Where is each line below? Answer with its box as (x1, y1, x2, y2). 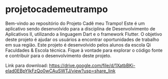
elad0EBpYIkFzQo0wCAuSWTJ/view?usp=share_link (5, 67, 116, 74)
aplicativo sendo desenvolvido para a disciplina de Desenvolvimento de (5, 25, 155, 31)
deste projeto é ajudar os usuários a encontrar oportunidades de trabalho (5, 36, 159, 43)
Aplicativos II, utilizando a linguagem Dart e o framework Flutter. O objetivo (5, 31, 162, 37)
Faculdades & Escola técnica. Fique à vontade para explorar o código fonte (5, 47, 163, 53)
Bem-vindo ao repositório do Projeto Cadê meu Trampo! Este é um (5, 20, 145, 26)
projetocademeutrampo (5, 4, 108, 15)
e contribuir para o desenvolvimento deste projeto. (5, 52, 112, 59)
